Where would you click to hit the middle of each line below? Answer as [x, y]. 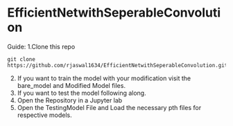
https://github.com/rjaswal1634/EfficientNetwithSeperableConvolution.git [118, 65]
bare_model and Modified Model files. [71, 85]
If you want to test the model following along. [82, 93]
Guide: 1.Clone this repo [41, 46]
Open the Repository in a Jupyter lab [70, 100]
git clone [21, 59]
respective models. [44, 115]
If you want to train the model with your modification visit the [104, 78]
